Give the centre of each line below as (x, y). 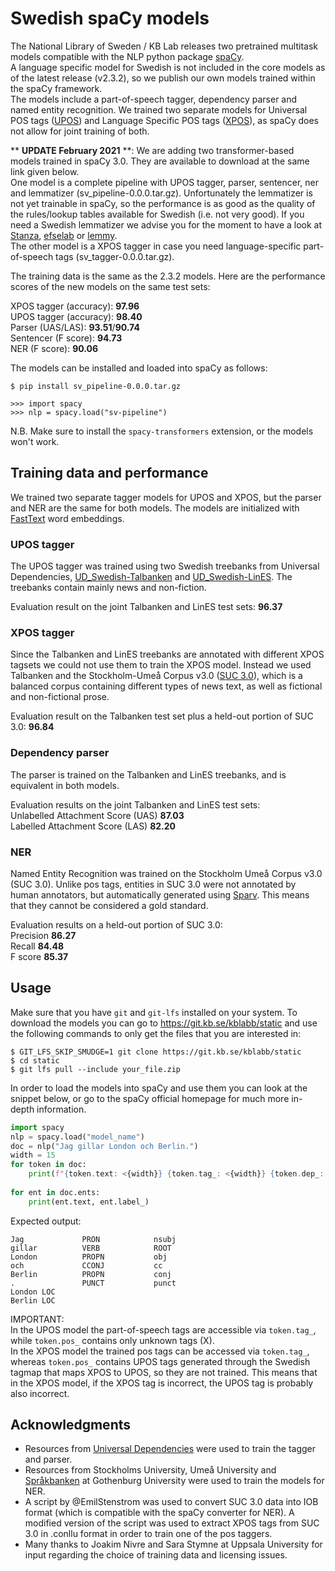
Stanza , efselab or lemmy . (64, 235)
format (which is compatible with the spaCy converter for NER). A (159, 1513)
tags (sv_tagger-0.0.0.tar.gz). (115, 256)
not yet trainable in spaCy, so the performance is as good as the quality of (163, 203)
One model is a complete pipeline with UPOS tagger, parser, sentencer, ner (165, 182)
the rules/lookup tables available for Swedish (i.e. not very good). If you (157, 214)
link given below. (45, 171)
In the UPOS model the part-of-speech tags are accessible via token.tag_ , (163, 1329)
